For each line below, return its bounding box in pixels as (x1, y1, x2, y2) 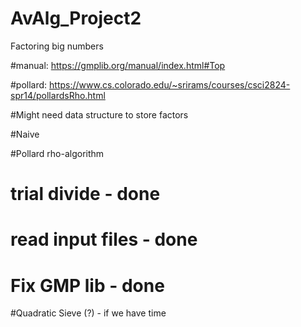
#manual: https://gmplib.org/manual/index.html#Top (10, 59, 226, 71)
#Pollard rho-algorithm (10, 147, 105, 159)
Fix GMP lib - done (10, 274, 165, 297)
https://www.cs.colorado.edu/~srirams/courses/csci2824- (49, 78, 291, 91)
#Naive (10, 128, 40, 140)
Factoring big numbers (10, 40, 104, 52)
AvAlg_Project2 (10, 7, 142, 30)
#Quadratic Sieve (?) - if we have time (10, 307, 167, 319)
